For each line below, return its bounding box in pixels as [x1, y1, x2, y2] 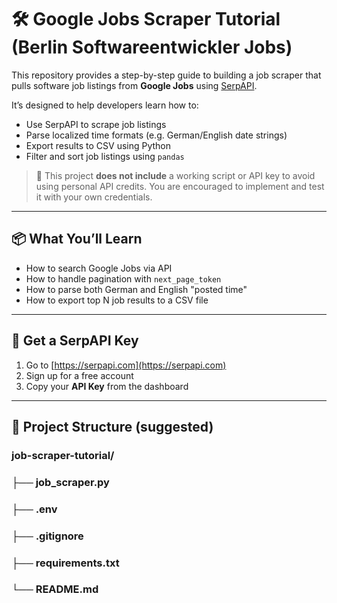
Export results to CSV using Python [25, 139, 172, 151]
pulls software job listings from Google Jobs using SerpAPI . [11, 79, 258, 91]
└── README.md [11, 582, 99, 596]
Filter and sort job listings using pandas [25, 150, 185, 162]
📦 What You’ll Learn [11, 231, 143, 248]
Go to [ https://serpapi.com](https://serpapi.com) [25, 359, 227, 371]
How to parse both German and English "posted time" [25, 283, 248, 295]
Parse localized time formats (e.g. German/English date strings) [25, 129, 288, 141]
